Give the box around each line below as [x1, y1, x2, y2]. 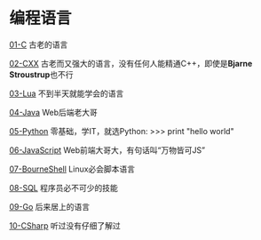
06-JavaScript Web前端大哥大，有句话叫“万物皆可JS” [9, 144, 206, 156]
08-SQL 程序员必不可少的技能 [9, 182, 118, 193]
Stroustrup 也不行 [9, 68, 74, 80]
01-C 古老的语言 [9, 39, 68, 50]
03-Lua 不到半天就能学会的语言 [9, 88, 124, 99]
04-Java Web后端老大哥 [9, 107, 98, 117]
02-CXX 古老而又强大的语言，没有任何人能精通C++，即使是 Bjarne [9, 58, 253, 68]
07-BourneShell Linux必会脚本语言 [9, 164, 136, 174]
